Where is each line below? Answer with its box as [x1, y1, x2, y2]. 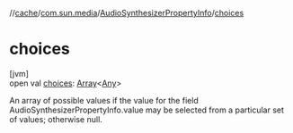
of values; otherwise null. [9, 113, 103, 124]
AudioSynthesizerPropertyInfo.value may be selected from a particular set [9, 104, 285, 115]
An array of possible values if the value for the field [9, 95, 200, 105]
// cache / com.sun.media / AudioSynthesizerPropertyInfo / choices [9, 8, 244, 18]
